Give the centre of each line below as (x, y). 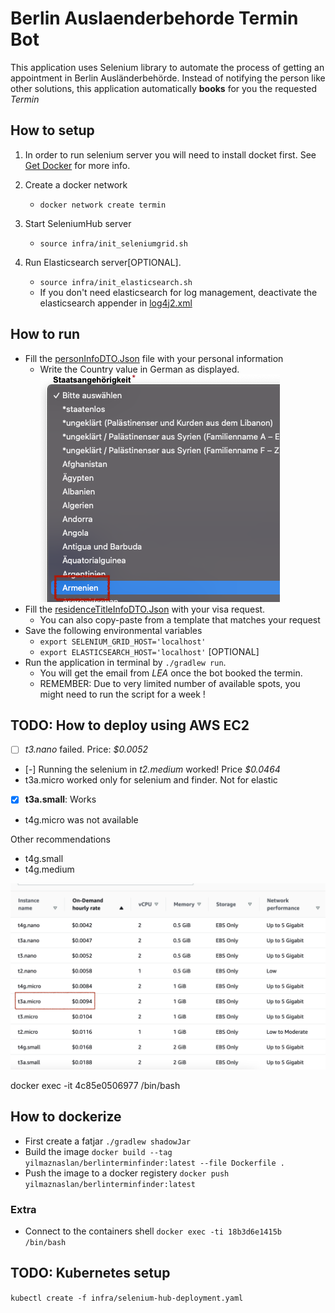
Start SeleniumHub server (78, 223)
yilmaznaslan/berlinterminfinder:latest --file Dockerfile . (155, 1163)
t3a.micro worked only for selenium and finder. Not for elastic (151, 780)
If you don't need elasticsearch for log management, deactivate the (178, 292)
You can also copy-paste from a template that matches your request (180, 619)
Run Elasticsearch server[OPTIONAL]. (103, 262)
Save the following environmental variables (113, 630)
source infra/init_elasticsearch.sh (116, 282)
